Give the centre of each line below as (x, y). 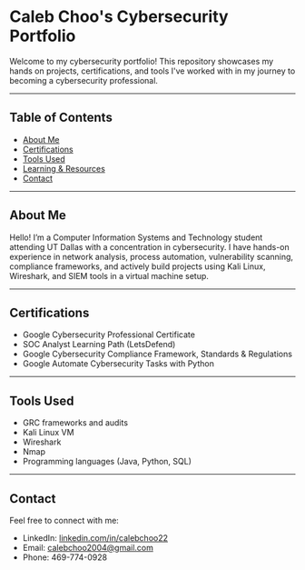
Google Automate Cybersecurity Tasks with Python (118, 364)
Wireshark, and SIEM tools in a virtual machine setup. (109, 275)
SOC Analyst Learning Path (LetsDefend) (99, 345)
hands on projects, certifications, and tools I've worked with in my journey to (152, 71)
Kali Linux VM (48, 433)
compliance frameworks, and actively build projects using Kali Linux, (138, 266)
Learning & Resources (64, 168)
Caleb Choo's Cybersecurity (119, 17)
